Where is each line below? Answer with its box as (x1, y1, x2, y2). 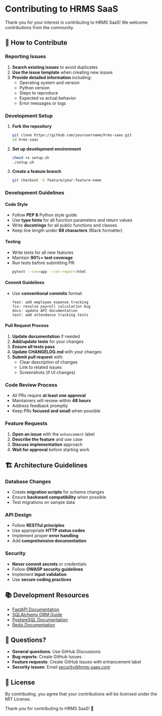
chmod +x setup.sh (12, 155, 49, 160)
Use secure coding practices (12, 576, 72, 582)
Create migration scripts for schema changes (12, 489, 104, 495)
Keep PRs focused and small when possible (12, 408, 101, 414)
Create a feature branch (12, 169, 62, 174)
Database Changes (5, 478, 51, 485)
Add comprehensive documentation (12, 538, 86, 544)
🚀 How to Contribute (5, 39, 68, 47)
